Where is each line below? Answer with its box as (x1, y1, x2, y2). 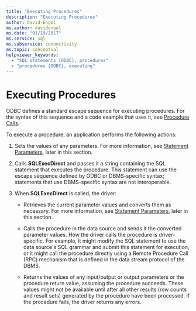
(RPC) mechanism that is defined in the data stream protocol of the (23, 256, 185, 263)
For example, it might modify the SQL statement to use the (45, 237, 186, 244)
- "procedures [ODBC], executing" (11, 63, 95, 69)
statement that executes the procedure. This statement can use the (14, 166, 177, 173)
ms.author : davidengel (6, 25, 61, 31)
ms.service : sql (6, 36, 46, 42)
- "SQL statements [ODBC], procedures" (11, 57, 109, 63)
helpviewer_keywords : (6, 52, 59, 58)
